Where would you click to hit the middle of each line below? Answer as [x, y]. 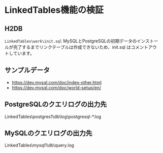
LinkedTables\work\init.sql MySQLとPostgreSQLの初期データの [71, 41]
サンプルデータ [27, 70]
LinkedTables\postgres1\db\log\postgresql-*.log [53, 117]
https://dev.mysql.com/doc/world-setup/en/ [56, 88]
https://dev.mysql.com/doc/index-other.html [57, 82]
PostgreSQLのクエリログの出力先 [56, 105]
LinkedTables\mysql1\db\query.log [39, 145]
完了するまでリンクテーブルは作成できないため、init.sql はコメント [81, 47]
